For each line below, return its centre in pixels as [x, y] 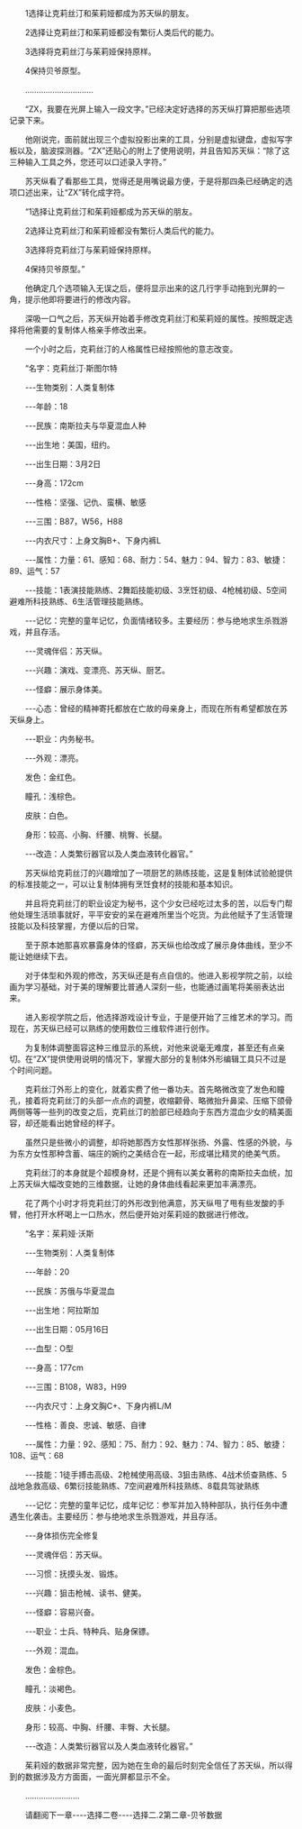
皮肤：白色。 [49, 815]
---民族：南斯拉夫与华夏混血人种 [85, 425]
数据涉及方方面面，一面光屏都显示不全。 [100, 1777]
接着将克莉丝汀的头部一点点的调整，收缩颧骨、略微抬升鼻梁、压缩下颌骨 [159, 1101]
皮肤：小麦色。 [53, 1708]
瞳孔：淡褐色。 [53, 1689]
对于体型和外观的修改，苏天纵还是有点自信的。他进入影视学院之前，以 [155, 975]
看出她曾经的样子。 [84, 1123]
